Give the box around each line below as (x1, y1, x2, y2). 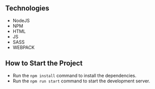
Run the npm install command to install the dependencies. (12, 72, 137, 78)
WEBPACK (12, 44, 35, 50)
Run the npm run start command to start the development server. (12, 78, 150, 84)
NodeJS (12, 17, 30, 23)
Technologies (5, 4, 50, 13)
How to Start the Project (5, 59, 83, 68)
